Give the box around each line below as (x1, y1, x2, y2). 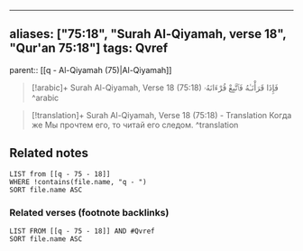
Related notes (9, 145, 88, 161)
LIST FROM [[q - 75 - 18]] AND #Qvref (9, 227, 155, 236)
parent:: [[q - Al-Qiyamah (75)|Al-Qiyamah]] (9, 64, 172, 75)
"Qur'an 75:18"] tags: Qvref (9, 41, 169, 56)
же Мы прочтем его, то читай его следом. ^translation (31, 119, 239, 130)
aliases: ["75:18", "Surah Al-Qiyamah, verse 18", (9, 26, 287, 42)
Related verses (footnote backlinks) (9, 206, 170, 218)
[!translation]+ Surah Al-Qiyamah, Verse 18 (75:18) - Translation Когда (31, 109, 292, 120)
